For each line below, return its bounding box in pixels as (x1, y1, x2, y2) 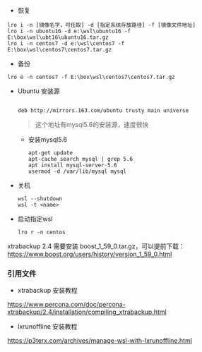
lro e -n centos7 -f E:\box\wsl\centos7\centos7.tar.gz (7, 73, 175, 80)
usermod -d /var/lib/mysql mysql (28, 168, 127, 175)
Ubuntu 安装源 (17, 87, 60, 95)
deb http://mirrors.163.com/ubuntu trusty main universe (17, 107, 189, 114)
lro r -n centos (17, 229, 66, 236)
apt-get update (28, 150, 73, 157)
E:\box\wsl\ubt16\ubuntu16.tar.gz (7, 34, 109, 41)
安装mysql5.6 (28, 135, 68, 143)
